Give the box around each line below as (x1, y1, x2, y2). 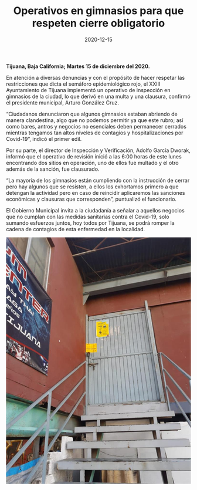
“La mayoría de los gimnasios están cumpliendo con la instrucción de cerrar (6, 177, 190, 184)
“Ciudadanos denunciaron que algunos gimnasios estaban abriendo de (6, 110, 178, 117)
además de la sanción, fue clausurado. (6, 165, 100, 173)
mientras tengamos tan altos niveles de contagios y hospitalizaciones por (6, 129, 184, 136)
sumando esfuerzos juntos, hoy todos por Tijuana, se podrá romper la (6, 219, 175, 227)
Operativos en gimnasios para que (13, 4, 184, 18)
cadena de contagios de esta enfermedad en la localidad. (6, 225, 145, 232)
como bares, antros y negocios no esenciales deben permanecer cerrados (6, 123, 186, 130)
